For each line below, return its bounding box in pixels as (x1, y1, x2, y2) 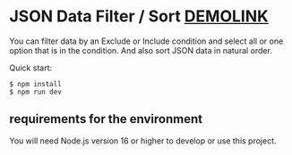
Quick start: (9, 62, 52, 73)
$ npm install (9, 79, 63, 88)
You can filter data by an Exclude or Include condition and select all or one (9, 36, 284, 46)
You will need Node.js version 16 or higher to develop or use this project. (9, 135, 277, 146)
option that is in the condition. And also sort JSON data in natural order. (9, 45, 273, 55)
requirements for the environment (9, 111, 203, 126)
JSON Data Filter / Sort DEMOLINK (9, 6, 269, 27)
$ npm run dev (9, 87, 63, 96)
